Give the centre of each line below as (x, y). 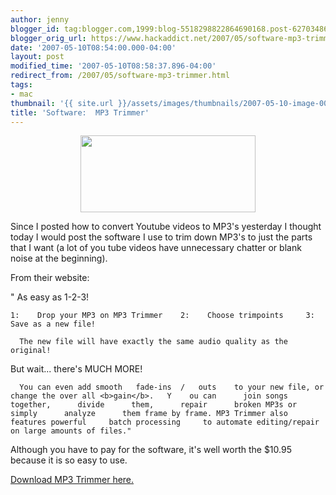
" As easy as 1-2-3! (50, 297)
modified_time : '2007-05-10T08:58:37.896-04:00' (113, 66)
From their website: (50, 278)
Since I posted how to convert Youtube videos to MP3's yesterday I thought (166, 227)
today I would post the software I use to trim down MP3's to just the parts (161, 237)
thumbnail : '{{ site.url (62, 103)
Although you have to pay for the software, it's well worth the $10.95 (151, 450)
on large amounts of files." (71, 431)
